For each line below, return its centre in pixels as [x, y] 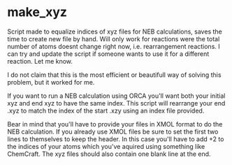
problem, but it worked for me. [51, 82]
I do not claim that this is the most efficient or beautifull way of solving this [114, 75]
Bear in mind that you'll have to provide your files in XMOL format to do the [115, 124]
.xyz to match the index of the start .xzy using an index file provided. [106, 110]
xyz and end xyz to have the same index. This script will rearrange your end [116, 103]
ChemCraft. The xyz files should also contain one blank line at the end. [109, 154]
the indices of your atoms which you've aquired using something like [106, 146]
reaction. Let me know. [40, 61]
